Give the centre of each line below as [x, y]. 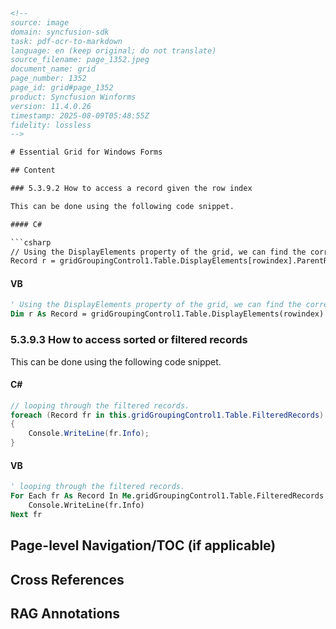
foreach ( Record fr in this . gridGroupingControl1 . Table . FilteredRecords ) [167, 415]
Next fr [26, 514]
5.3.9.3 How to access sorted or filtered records [129, 340]
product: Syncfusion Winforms [73, 97]
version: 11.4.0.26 [51, 106]
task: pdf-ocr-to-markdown [66, 41]
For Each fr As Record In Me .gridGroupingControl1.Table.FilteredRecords [167, 496]
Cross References [67, 579]
